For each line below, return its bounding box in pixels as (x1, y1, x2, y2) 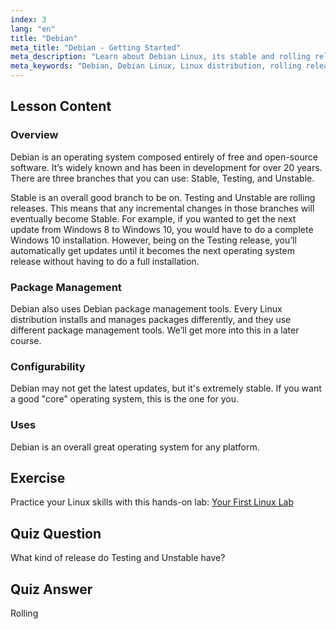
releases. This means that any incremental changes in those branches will (10, 202, 315, 214)
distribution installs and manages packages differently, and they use (10, 313, 292, 325)
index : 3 (10, 14, 47, 25)
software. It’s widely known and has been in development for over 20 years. (10, 161, 323, 173)
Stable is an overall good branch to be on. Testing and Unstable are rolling (10, 191, 316, 203)
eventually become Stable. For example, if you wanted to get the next (10, 212, 297, 225)
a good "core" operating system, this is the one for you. (10, 393, 240, 405)
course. (10, 334, 42, 346)
